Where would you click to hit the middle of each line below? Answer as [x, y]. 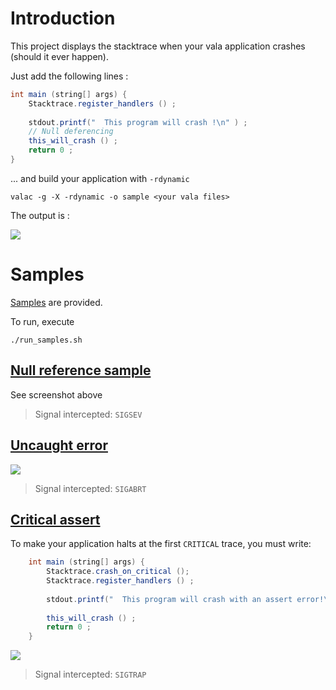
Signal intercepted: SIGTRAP [90, 674]
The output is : [40, 215]
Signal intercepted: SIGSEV [88, 414]
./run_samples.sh [46, 340]
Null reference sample [81, 370]
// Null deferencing [71, 132]
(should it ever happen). [59, 56]
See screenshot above [56, 394]
